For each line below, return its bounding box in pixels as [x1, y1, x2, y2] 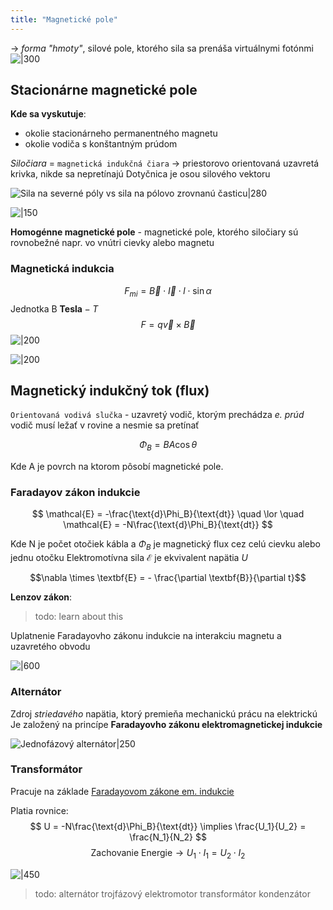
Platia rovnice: [10, 804, 69, 816]
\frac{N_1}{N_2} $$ [129, 831, 207, 843]
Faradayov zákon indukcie [10, 486, 141, 500]
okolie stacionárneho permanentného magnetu [24, 127, 218, 140]
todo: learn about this [34, 611, 124, 623]
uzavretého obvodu [10, 641, 91, 653]
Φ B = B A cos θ [138, 439, 198, 453]
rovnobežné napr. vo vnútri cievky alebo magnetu [10, 237, 215, 249]
